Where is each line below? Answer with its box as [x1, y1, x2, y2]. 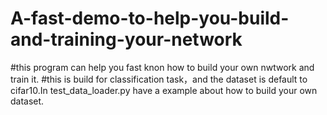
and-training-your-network [10, 28, 243, 51]
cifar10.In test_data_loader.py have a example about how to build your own [10, 84, 318, 96]
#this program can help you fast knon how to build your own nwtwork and [10, 61, 315, 73]
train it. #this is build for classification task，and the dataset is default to [10, 73, 308, 85]
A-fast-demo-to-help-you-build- [10, 7, 290, 30]
